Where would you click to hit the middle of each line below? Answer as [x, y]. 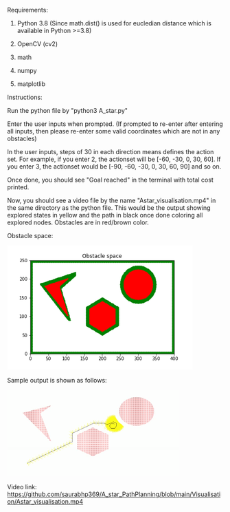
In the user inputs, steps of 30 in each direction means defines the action [111, 152]
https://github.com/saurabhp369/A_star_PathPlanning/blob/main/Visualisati [114, 494]
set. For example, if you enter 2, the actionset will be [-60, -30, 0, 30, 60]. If [114, 159]
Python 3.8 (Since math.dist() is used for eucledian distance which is [114, 23]
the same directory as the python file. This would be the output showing [109, 208]
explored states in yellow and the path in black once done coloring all [105, 215]
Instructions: [25, 97]
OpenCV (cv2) [37, 44]
